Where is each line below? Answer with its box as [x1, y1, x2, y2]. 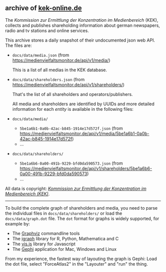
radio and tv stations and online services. [5, 27, 89, 34]
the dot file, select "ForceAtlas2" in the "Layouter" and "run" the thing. [5, 261, 148, 267]
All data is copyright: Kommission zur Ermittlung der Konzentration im [5, 185, 147, 191]
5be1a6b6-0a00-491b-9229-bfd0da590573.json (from [19, 160, 124, 166]
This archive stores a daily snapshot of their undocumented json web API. [5, 37, 156, 43]
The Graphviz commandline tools [12, 230, 80, 236]
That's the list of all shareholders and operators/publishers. [12, 91, 133, 97]
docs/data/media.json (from [12, 52, 69, 58]
